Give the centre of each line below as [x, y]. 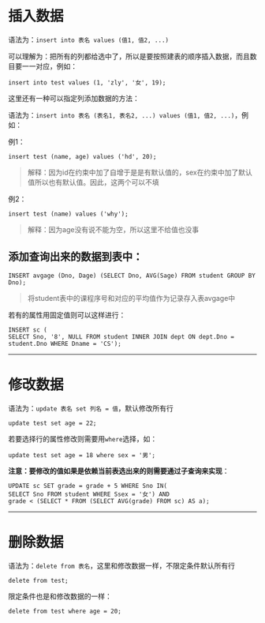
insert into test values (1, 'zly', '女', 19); [87, 83]
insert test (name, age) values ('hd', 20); [82, 156]
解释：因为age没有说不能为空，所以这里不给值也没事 [113, 229]
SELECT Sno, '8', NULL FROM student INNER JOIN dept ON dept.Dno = [121, 336]
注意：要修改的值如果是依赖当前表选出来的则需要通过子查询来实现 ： [119, 471]
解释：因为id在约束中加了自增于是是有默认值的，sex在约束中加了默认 [140, 172]
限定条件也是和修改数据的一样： [60, 596]
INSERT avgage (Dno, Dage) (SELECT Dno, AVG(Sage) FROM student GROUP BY [132, 276]
